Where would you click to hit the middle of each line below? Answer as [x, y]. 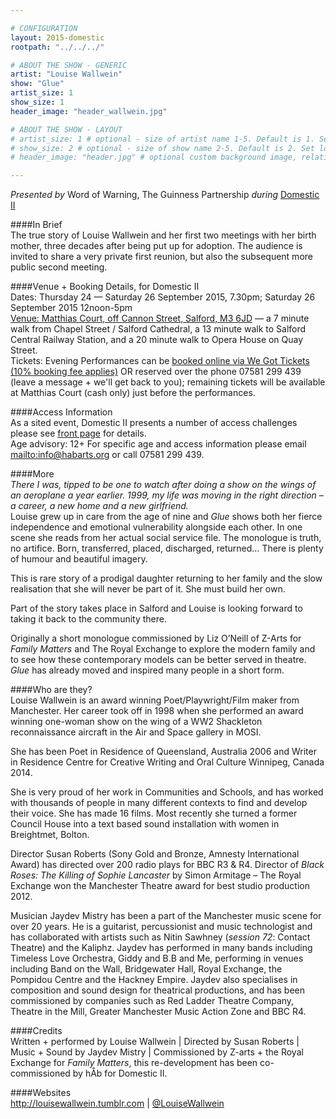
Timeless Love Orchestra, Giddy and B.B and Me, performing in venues [157, 958]
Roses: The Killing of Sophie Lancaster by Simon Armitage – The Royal [156, 875]
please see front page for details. [78, 433]
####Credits [36, 1031]
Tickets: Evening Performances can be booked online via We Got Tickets [160, 361]
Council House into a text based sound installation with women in [145, 824]
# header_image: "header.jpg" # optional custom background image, [154, 157]
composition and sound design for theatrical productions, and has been [157, 990]
